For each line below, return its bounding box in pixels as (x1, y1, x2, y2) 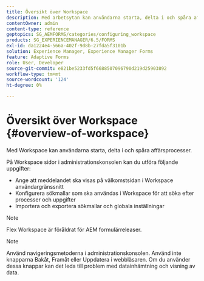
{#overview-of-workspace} (6, 127, 149, 140)
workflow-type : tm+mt (6, 71, 61, 77)
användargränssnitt (15, 183, 64, 190)
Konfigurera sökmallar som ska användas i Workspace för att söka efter (15, 189, 194, 197)
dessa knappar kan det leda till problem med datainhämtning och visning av (6, 262, 195, 269)
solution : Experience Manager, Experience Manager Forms (6, 49, 154, 55)
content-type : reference (6, 25, 69, 32)
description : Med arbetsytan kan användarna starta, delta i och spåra (6, 15, 191, 21)
